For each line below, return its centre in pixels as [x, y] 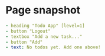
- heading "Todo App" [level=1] [45, 26]
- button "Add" [24, 42]
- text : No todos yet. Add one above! [53, 47]
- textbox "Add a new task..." [44, 36]
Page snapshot [43, 10]
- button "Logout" [28, 31]
